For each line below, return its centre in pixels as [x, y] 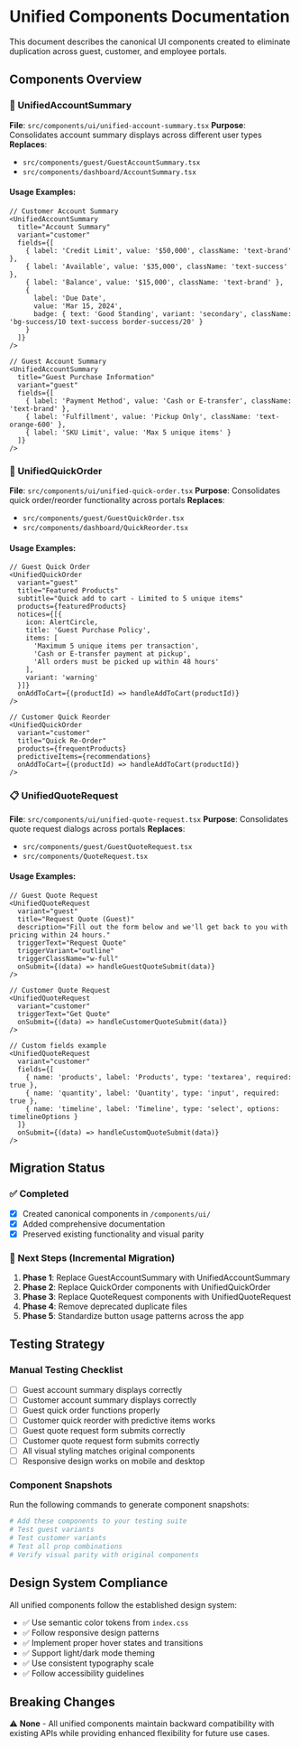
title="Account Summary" [64, 227]
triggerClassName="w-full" [68, 958]
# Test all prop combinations [66, 1546]
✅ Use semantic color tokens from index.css [105, 1622]
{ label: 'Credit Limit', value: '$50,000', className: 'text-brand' [159, 250]
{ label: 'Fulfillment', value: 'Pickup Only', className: [139, 416]
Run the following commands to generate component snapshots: [129, 1505]
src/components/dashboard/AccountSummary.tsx [109, 172]
